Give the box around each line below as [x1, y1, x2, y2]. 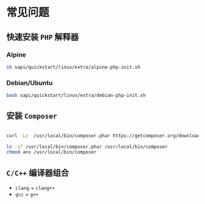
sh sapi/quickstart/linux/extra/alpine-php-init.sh [6, 64, 140, 70]
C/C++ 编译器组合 [6, 167, 69, 178]
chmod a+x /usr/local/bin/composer [6, 149, 97, 155]
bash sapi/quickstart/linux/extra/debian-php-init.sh [6, 93, 146, 99]
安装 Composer [6, 111, 57, 121]
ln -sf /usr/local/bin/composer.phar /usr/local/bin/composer [6, 144, 168, 150]
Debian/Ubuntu [6, 79, 53, 87]
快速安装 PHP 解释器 [6, 32, 79, 42]
